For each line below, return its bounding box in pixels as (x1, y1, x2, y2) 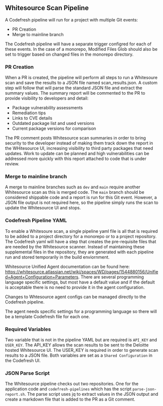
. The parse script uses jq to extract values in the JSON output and (24, 391, 159, 397)
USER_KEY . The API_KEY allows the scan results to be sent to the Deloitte (5, 342, 149, 348)
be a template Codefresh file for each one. (5, 313, 90, 319)
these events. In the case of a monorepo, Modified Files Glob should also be (5, 46, 158, 52)
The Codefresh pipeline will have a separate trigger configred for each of (5, 41, 152, 47)
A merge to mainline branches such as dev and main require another (5, 184, 141, 190)
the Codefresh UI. (5, 358, 41, 363)
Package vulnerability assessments (12, 105, 83, 111)
